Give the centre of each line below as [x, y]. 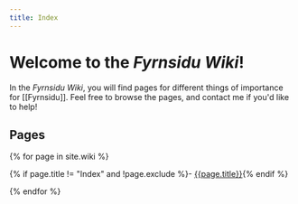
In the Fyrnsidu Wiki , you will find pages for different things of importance [146, 88]
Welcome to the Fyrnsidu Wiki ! [127, 62]
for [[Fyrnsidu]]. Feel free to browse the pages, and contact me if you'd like [149, 97]
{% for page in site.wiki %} [59, 157]
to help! [23, 107]
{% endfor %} [35, 191]
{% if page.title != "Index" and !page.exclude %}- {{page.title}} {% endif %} [149, 174]
